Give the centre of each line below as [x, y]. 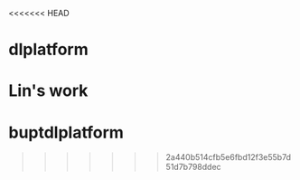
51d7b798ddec [194, 167]
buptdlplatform [66, 133]
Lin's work [48, 91]
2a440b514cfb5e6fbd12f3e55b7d [228, 157]
